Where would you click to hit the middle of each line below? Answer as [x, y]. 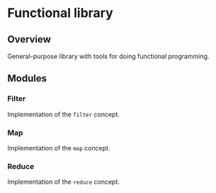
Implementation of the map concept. [59, 148]
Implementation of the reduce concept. [64, 182]
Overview [29, 39]
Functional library [60, 13]
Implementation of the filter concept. [64, 114]
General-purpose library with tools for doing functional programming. [108, 56]
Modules [27, 78]
